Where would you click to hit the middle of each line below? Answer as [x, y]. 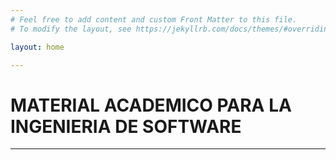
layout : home [37, 47]
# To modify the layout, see [71, 29]
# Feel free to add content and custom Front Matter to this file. [154, 19]
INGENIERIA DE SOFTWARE [126, 126]
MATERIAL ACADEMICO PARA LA [151, 105]
